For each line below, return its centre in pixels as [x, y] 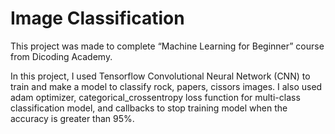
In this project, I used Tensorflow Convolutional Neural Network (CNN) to [160, 76]
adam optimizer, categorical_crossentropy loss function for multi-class [155, 97]
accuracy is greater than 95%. [72, 118]
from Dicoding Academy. [61, 56]
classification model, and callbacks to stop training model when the [149, 108]
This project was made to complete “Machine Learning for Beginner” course [167, 46]
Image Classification [97, 18]
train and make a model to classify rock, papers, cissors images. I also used [166, 86]
